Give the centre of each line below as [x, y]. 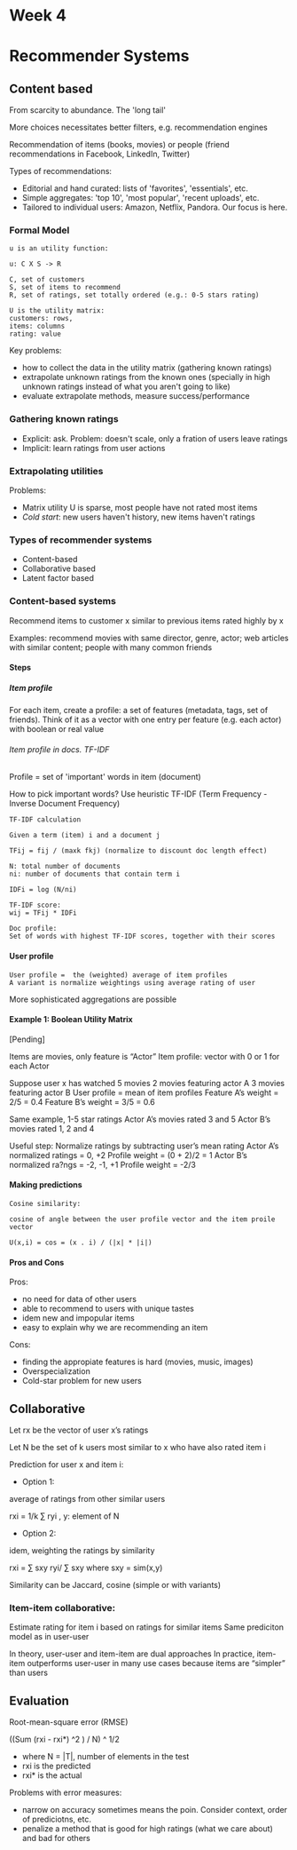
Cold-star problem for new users [82, 1381]
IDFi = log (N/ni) [43, 890]
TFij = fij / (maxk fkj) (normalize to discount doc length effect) [138, 851]
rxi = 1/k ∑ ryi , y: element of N [64, 1516]
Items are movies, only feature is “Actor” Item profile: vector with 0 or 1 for [145, 1056]
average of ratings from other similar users [87, 1499]
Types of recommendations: [61, 171]
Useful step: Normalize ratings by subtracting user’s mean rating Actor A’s [144, 1146]
